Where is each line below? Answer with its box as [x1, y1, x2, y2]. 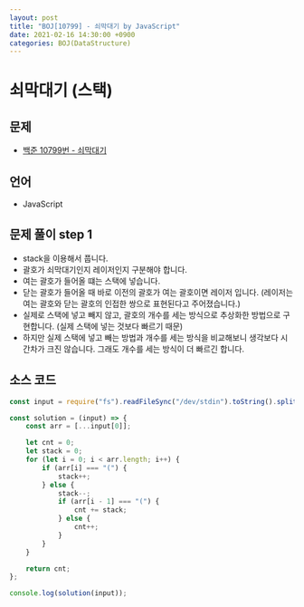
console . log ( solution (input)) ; [9, 589, 128, 598]
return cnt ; [25, 564, 71, 573]
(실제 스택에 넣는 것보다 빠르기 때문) [56, 321, 184, 332]
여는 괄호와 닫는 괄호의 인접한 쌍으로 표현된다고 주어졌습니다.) [22, 298, 242, 309]
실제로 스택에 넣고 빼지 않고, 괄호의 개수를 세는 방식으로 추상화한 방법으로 [22, 309, 281, 320]
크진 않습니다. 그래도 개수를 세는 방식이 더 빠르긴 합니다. [46, 343, 245, 354]
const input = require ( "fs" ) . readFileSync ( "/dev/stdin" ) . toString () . [9, 397, 278, 406]
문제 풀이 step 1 [9, 227, 93, 243]
